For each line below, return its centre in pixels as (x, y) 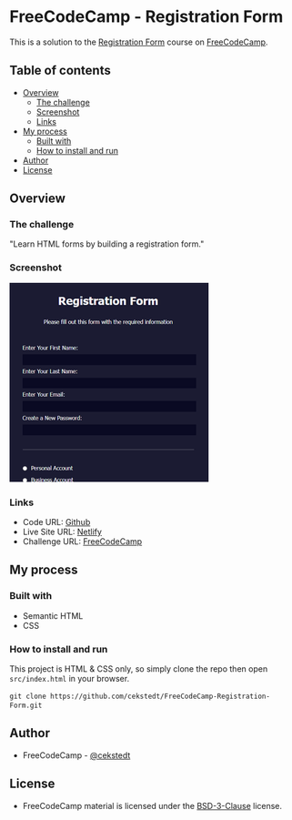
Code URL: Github (56, 522)
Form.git (26, 706)
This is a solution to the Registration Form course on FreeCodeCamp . (139, 42)
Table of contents (60, 71)
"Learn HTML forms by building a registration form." (107, 244)
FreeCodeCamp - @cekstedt (76, 755)
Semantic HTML (53, 615)
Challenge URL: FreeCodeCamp (82, 542)
